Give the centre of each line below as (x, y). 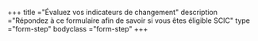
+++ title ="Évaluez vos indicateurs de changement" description (113, 12)
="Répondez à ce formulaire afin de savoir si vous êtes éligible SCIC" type (129, 20)
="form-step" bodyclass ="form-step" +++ (78, 29)
